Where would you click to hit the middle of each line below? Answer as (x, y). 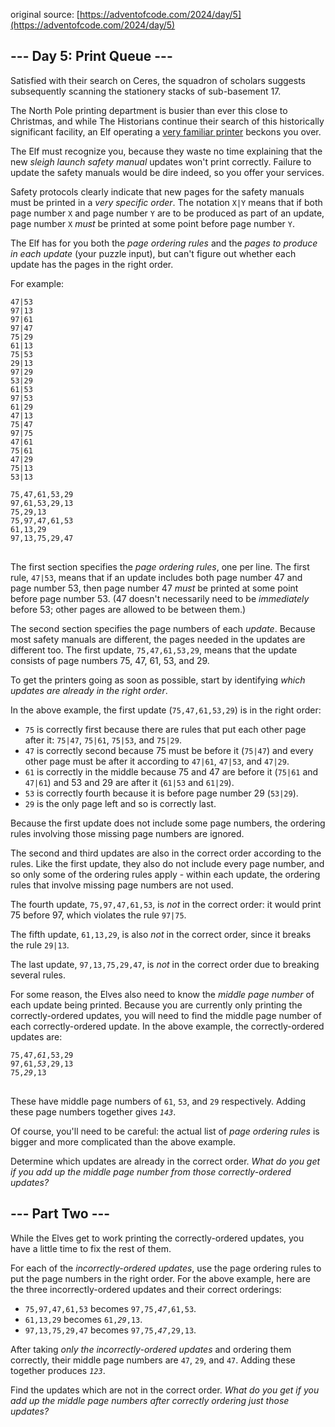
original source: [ (45, 14)
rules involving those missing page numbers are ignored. (127, 833)
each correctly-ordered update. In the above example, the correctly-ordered (167, 1026)
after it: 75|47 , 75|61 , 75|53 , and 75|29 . (103, 740)
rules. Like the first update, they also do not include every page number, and (167, 863)
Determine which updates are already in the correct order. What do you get (165, 1161)
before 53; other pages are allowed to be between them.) (128, 609)
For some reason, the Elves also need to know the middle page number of (162, 994)
